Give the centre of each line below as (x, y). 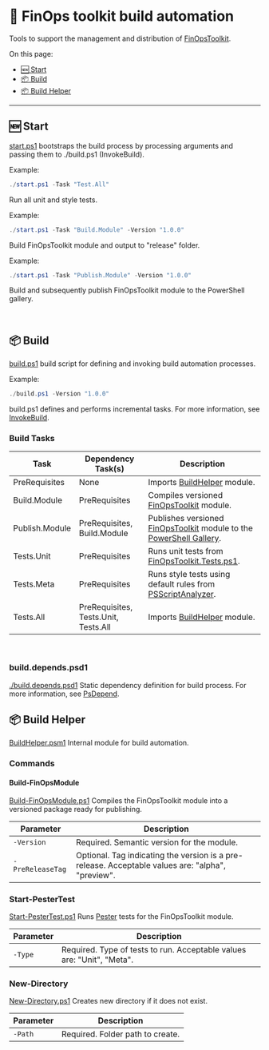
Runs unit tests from (186, 551)
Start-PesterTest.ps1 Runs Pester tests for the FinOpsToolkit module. (121, 916)
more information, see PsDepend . (64, 694)
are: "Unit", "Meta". (97, 960)
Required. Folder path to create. (121, 1034)
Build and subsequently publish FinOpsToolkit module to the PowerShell (127, 290)
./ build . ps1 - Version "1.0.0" (59, 394)
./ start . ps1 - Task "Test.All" (59, 184)
